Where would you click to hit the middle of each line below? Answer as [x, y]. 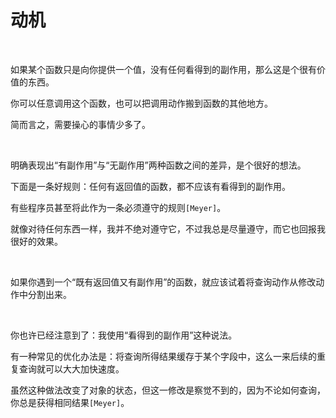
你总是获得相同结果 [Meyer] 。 [70, 402]
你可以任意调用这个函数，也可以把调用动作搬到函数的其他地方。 [141, 103]
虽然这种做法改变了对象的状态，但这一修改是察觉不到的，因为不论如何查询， [168, 390]
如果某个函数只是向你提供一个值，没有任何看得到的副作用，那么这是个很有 [163, 69]
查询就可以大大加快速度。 [71, 368]
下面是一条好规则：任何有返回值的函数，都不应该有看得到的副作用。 [150, 186]
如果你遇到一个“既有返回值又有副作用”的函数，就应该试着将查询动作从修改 [163, 282]
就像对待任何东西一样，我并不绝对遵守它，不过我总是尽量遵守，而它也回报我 [168, 228]
